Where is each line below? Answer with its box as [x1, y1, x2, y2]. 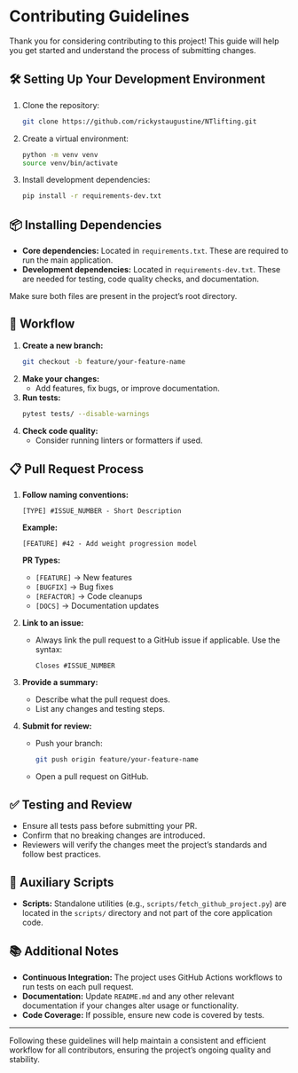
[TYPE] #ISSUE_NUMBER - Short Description [21, 507, 182, 516]
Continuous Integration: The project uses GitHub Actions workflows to [21, 972, 283, 982]
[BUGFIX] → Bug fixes [35, 581, 114, 592]
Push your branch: [35, 738, 104, 749]
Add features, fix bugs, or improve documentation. [35, 383, 220, 393]
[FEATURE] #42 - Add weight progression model [21, 540, 198, 548]
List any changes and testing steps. [35, 704, 166, 714]
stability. [9, 1053, 40, 1064]
